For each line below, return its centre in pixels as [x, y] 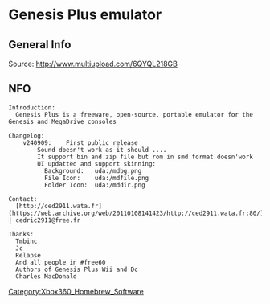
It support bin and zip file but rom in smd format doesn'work [145, 157]
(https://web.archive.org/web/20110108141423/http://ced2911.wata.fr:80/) [136, 213]
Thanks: [21, 234]
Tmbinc [27, 241]
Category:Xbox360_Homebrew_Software [76, 291]
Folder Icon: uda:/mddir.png [95, 185]
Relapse [29, 255]
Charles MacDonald [47, 276]
